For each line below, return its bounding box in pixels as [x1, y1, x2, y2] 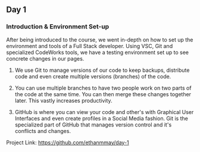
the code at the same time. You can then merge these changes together [14, 90, 192, 97]
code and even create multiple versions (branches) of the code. [14, 72, 171, 80]
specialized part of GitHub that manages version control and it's [14, 121, 172, 128]
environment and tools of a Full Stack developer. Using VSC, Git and [6, 42, 173, 49]
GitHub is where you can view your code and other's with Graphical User [14, 108, 194, 115]
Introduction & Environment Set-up [6, 23, 110, 31]
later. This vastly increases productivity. [14, 97, 112, 104]
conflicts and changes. [14, 127, 71, 134]
